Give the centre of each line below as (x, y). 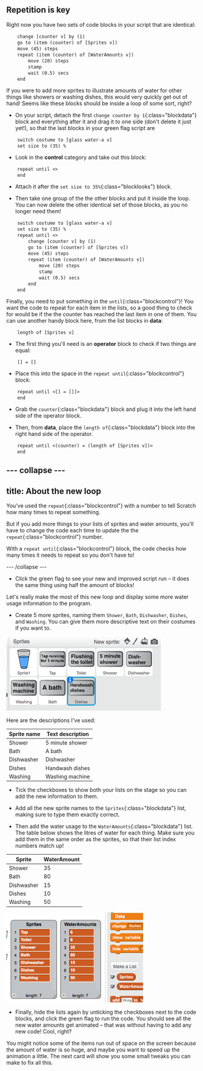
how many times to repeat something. (54, 512)
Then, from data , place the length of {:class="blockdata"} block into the (105, 427)
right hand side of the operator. (54, 433)
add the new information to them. (57, 796)
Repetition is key (38, 10)
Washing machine (68, 776)
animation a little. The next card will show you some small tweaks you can (98, 1056)
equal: (23, 350)
